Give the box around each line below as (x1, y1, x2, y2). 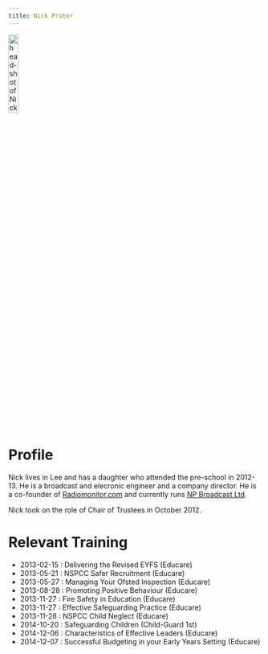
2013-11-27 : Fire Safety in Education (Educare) (19, 594, 176, 603)
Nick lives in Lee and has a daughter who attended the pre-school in (8, 472, 234, 482)
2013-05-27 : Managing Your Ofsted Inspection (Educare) (19, 577, 211, 586)
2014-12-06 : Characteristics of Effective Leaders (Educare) (19, 628, 218, 638)
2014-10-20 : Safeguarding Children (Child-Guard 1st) (19, 619, 197, 629)
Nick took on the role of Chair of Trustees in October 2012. (8, 504, 202, 515)
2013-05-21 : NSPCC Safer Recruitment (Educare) (19, 568, 185, 578)
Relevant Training (8, 533, 128, 551)
